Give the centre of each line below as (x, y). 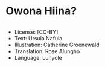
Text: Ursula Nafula (38, 38)
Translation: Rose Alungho (47, 51)
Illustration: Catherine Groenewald (57, 45)
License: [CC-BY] (36, 32)
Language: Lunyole (38, 57)
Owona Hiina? (41, 11)
